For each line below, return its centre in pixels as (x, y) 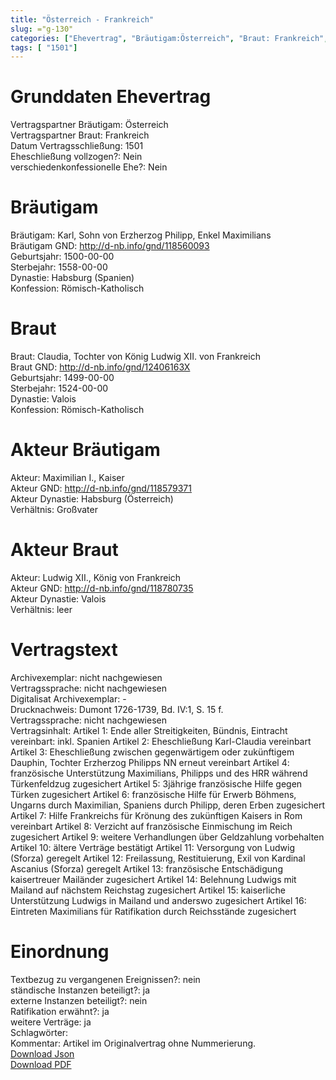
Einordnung (60, 952)
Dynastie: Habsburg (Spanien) (72, 278)
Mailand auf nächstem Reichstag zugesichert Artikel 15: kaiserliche (148, 890)
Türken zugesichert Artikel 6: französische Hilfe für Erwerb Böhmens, (153, 794)
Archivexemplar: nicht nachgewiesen (86, 677)
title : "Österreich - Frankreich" (82, 19)
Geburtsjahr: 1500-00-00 (62, 257)
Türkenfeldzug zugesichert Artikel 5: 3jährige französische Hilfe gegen (156, 783)
